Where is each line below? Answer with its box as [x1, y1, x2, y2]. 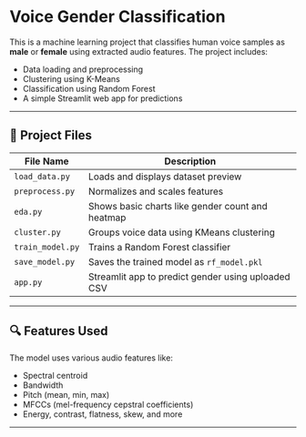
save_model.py [14, 257, 76, 267]
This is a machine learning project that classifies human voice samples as [9, 36, 285, 47]
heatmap [87, 211, 127, 224]
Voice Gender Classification [9, 6, 226, 27]
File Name [24, 155, 70, 168]
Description [164, 155, 217, 168]
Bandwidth [22, 380, 64, 391]
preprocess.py [14, 186, 76, 197]
